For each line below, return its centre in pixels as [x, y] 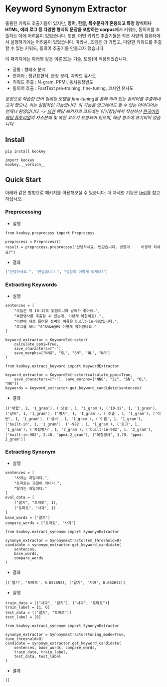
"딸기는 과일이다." [31, 489]
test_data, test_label [38, 656]
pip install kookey [25, 151]
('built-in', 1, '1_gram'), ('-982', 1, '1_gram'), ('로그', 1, [72, 424]
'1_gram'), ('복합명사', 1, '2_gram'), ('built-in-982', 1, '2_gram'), [79, 430]
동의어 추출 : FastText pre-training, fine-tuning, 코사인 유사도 [73, 88]
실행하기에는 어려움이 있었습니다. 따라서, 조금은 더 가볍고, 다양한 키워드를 [82, 42]
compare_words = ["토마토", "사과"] [41, 523]
